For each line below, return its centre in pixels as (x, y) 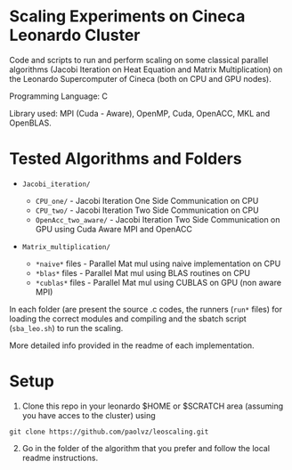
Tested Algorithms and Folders (126, 159)
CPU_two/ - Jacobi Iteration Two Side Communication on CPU (147, 210)
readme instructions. (60, 458)
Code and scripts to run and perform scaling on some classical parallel (139, 60)
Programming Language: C (59, 96)
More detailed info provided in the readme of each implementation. (132, 345)
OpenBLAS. (30, 123)
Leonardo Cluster (75, 35)
